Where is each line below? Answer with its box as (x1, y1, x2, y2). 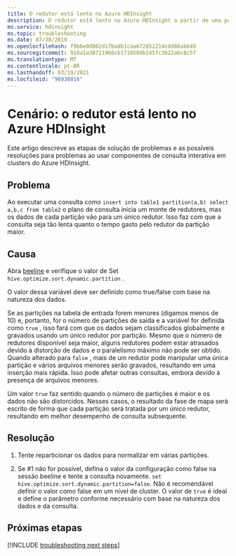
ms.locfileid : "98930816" (7, 75, 83, 83)
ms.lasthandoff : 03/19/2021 (7, 69, 90, 76)
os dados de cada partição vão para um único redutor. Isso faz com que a (7, 213, 221, 221)
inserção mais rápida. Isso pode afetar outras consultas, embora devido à (7, 368, 221, 376)
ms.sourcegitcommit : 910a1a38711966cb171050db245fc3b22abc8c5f (7, 50, 197, 57)
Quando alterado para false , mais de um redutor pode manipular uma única (7, 353, 228, 362)
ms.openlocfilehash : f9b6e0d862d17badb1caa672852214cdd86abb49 (7, 43, 197, 50)
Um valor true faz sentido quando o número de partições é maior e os (7, 389, 211, 397)
